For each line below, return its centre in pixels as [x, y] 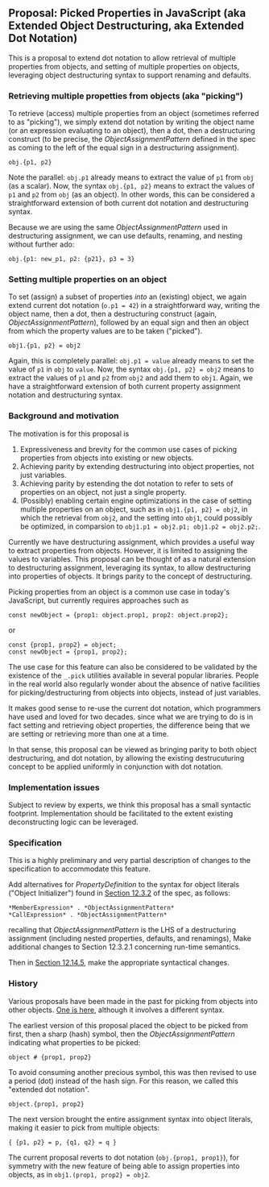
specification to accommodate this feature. [80, 869]
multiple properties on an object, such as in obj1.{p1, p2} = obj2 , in [134, 509]
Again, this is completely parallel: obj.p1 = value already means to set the [131, 361]
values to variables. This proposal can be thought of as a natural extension [132, 558]
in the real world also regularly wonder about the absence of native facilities [134, 683]
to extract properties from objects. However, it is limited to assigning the [128, 550]
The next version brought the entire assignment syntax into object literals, [131, 1119]
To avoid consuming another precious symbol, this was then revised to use [132, 1072]
